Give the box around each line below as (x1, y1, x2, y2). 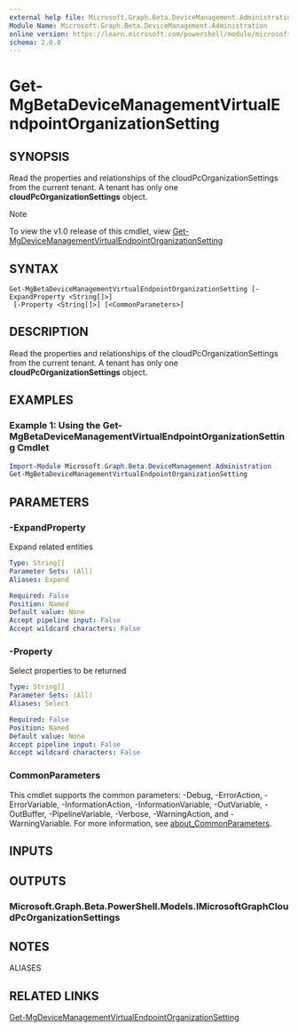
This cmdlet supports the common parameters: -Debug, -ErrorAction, (9, 789, 263, 800)
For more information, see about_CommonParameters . (74, 818, 272, 828)
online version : (9, 29, 69, 38)
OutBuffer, (9, 808, 47, 819)
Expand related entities (9, 541, 93, 552)
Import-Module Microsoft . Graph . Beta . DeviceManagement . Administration (9, 461, 272, 471)
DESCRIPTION (9, 324, 89, 340)
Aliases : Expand (9, 575, 69, 584)
